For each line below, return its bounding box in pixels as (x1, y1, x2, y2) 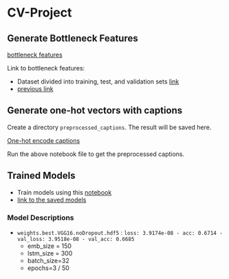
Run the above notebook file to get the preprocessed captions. (7, 150, 185, 158)
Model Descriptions (7, 213, 74, 222)
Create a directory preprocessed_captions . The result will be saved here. (7, 123, 212, 131)
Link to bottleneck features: (7, 64, 85, 72)
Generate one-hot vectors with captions (7, 105, 183, 117)
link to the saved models (17, 195, 87, 204)
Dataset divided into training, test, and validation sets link (17, 77, 179, 86)
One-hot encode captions (7, 136, 80, 144)
